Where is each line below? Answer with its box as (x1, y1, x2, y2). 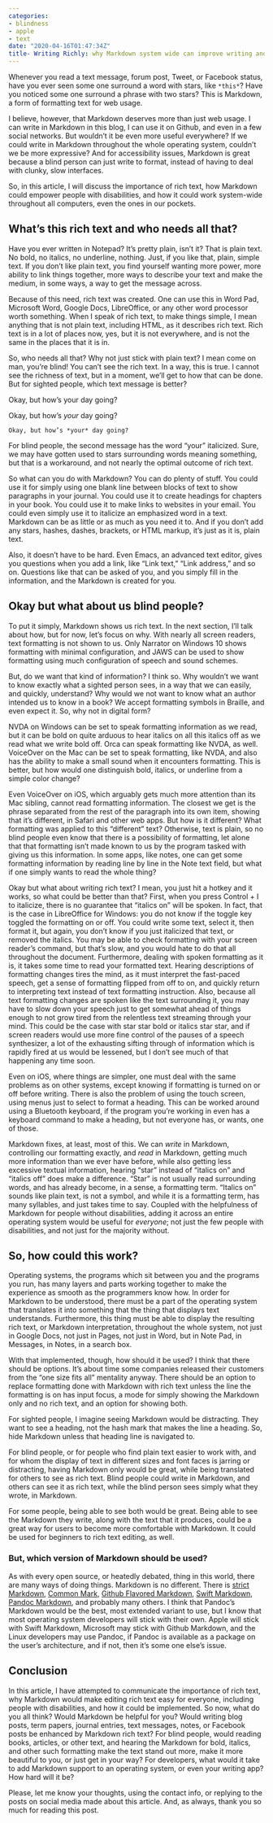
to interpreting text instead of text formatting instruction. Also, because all (8, 986, 256, 997)
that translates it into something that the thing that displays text (8, 1305, 219, 1315)
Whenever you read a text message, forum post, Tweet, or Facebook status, (8, 72, 263, 81)
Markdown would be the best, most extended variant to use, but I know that (8, 1606, 262, 1616)
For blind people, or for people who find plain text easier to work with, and (8, 1447, 257, 1457)
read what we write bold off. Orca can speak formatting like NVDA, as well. (8, 739, 258, 748)
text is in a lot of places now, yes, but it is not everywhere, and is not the (8, 329, 250, 338)
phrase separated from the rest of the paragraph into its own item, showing (8, 806, 260, 816)
